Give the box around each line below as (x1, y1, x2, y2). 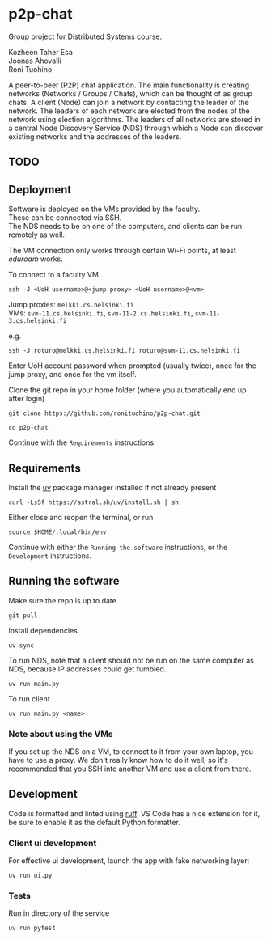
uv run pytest (8, 924, 57, 933)
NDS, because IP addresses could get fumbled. (8, 664, 167, 674)
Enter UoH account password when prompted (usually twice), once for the (8, 361, 256, 370)
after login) (8, 394, 45, 404)
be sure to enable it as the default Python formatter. (8, 817, 180, 827)
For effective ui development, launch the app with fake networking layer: (8, 856, 250, 866)
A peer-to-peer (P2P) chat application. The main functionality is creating (8, 80, 250, 90)
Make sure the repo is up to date (8, 595, 117, 605)
